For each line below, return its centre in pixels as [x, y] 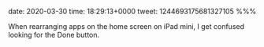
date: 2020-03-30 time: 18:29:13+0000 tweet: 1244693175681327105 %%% [132, 11]
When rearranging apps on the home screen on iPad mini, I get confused [126, 26]
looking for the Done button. [54, 35]
